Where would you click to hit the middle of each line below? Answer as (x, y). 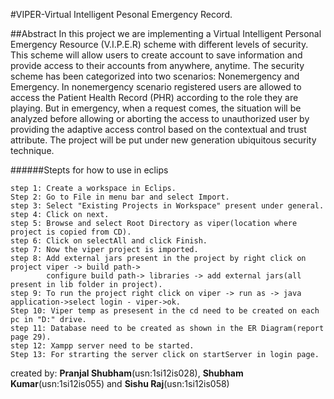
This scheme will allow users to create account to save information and (156, 55)
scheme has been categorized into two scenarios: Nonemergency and (155, 76)
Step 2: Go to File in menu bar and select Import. (120, 197)
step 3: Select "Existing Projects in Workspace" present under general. (167, 206)
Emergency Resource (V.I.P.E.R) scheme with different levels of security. (159, 44)
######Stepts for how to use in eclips (89, 170)
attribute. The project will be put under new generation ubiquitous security (163, 140)
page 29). (31, 337)
